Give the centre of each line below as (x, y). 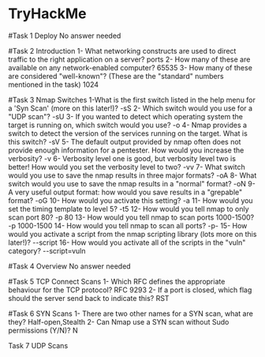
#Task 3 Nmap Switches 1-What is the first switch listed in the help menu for (132, 100)
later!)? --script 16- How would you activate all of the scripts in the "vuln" (127, 242)
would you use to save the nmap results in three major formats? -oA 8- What (132, 175)
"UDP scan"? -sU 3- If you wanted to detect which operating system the (125, 116)
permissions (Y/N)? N (43, 330)
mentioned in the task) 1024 (54, 85)
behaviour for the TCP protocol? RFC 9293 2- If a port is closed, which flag (130, 290)
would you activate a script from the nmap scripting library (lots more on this (132, 234)
